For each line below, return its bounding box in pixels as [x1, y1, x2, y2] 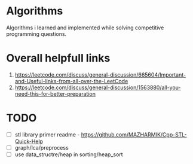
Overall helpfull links [6, 51, 111, 65]
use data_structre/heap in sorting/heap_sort [14, 151, 124, 158]
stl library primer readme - [14, 130, 80, 138]
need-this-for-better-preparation [14, 90, 96, 97]
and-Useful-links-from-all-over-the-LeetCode [14, 77, 128, 84]
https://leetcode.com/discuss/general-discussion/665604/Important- [14, 71, 186, 78]
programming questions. [6, 30, 67, 37]
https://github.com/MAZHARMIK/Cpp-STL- [81, 130, 187, 138]
